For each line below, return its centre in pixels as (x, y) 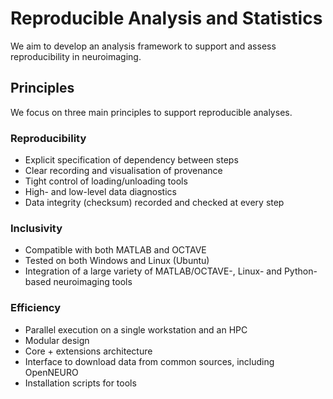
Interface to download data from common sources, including (149, 361)
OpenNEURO (51, 372)
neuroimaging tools (93, 282)
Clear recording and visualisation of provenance (123, 171)
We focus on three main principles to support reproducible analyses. (151, 112)
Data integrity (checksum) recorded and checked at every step (154, 203)
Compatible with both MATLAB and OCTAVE (115, 250)
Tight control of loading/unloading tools (106, 181)
